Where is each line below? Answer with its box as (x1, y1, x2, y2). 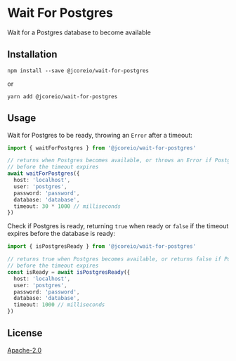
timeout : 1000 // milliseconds (13, 301, 105, 308)
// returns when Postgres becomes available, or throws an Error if (7, 157, 212, 164)
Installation (7, 48, 58, 60)
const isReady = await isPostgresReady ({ (7, 268, 131, 275)
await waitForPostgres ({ (7, 170, 80, 177)
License (7, 327, 43, 339)
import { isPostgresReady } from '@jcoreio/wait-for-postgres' (7, 243, 197, 250)
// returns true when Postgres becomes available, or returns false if (7, 256, 221, 263)
